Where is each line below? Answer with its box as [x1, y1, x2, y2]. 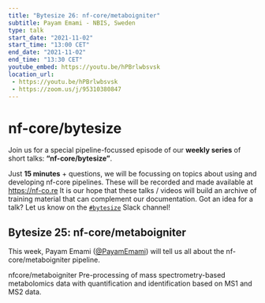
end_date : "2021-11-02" [8, 48, 87, 56]
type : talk [8, 26, 44, 34]
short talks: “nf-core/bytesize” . [8, 153, 113, 163]
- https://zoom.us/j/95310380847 [11, 85, 122, 93]
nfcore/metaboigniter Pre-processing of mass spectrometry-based [8, 271, 226, 280]
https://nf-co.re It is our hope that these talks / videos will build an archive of [8, 186, 257, 195]
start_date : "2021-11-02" [8, 33, 93, 42]
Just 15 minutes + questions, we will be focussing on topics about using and [8, 169, 257, 179]
